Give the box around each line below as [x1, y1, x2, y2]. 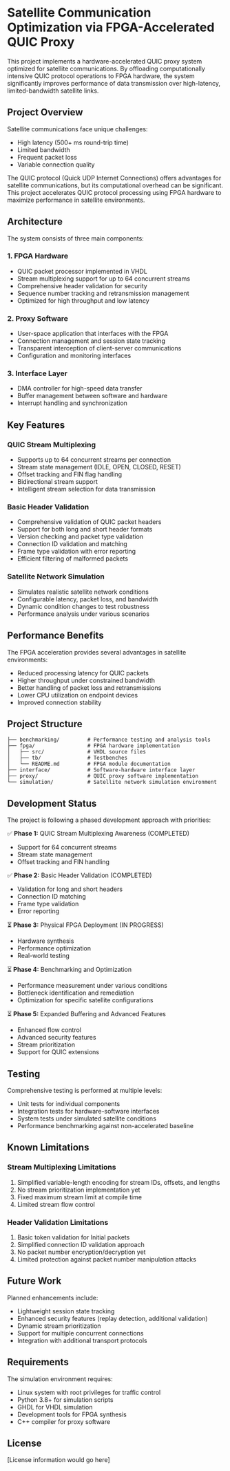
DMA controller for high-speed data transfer [17, 384, 143, 393]
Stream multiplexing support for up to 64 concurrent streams [17, 274, 191, 283]
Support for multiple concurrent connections [17, 1329, 144, 1337]
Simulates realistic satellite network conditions [17, 588, 149, 596]
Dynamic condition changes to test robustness [17, 602, 149, 610]
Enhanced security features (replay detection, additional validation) [17, 1314, 208, 1322]
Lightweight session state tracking [17, 1306, 115, 1315]
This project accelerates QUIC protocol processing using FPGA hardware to [7, 188, 222, 196]
